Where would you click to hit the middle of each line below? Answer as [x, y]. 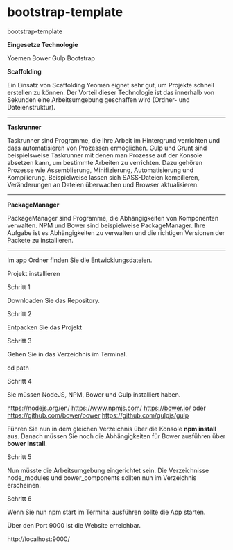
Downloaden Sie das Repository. [54, 300]
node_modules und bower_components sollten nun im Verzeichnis [102, 478]
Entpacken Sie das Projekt [44, 327]
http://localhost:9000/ [39, 539]
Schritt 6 [19, 498]
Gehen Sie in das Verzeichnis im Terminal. [67, 354]
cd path [18, 368]
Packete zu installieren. [41, 240]
